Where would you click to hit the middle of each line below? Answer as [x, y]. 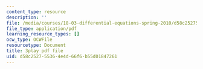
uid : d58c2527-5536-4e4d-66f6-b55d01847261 [62, 56]
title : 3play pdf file [35, 51]
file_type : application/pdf [42, 28]
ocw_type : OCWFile [29, 40]
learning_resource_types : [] [43, 34]
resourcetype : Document [36, 46]
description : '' [27, 17]
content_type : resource [36, 12]
